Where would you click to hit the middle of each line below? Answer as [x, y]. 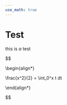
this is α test [18, 49]
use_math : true [21, 10]
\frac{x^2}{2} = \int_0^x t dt [33, 78]
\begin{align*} [20, 68]
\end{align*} [18, 87]
